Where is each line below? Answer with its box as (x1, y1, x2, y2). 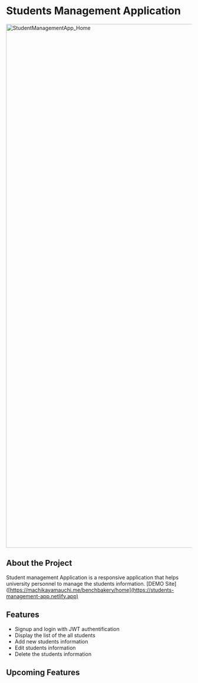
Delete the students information (14, 650, 92, 658)
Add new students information (14, 638, 88, 645)
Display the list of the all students (14, 632, 95, 639)
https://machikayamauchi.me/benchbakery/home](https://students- (9, 586, 174, 593)
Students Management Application (6, 4, 181, 18)
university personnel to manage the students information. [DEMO (6, 580, 164, 587)
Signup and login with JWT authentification (14, 625, 120, 632)
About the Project (6, 558, 72, 568)
